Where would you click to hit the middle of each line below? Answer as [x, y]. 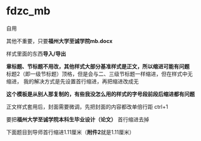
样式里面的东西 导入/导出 [36, 53]
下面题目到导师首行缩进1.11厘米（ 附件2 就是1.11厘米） [70, 132]
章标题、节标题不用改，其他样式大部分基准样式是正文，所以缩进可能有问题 [98, 66]
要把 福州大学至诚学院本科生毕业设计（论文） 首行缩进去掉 [78, 119]
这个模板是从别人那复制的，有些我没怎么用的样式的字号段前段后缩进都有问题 [100, 94]
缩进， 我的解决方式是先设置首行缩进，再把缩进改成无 [72, 81]
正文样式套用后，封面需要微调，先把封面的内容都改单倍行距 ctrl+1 [87, 106]
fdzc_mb [28, 11]
